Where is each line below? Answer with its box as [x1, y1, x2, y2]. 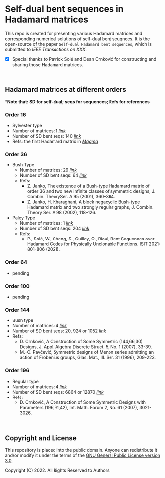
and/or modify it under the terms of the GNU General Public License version [5, 452, 160, 458]
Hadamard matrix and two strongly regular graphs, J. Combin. [27, 204, 154, 210]
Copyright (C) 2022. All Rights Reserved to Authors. [5, 467, 111, 473]
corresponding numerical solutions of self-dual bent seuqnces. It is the [5, 36, 150, 42]
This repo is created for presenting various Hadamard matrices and [5, 30, 143, 36]
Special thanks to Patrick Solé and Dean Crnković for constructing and [12, 56, 157, 62]
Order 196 [5, 367, 30, 374]
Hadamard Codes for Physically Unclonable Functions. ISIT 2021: [27, 241, 160, 247]
